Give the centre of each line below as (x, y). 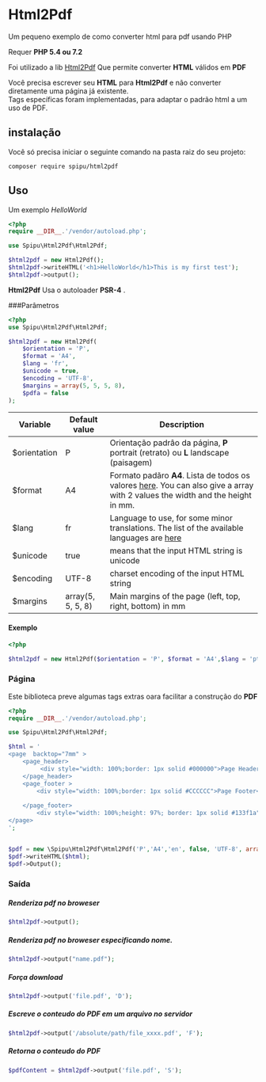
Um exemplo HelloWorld (47, 210)
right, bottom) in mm (148, 606)
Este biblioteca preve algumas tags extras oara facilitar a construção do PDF (133, 696)
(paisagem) (131, 463)
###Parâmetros (34, 305)
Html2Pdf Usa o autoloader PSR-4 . (67, 290)
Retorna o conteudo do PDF (54, 1051)
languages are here (146, 538)
